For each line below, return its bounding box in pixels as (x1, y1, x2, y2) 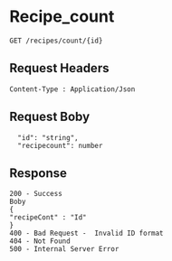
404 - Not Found (9, 237, 71, 246)
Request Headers (9, 61, 110, 76)
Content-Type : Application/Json (9, 84, 136, 94)
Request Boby (9, 109, 91, 125)
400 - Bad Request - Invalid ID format (9, 228, 165, 238)
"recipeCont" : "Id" (9, 213, 88, 222)
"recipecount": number (17, 141, 103, 150)
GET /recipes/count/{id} (9, 36, 103, 45)
